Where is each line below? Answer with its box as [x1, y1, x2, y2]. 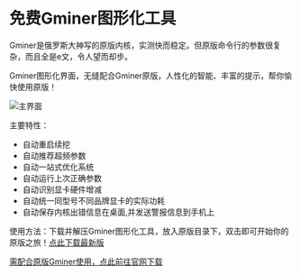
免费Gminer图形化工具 [9, 8, 177, 29]
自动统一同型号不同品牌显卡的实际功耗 [22, 195, 165, 206]
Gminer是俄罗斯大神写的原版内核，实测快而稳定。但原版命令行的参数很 [9, 40, 273, 50]
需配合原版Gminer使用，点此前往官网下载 [9, 256, 163, 267]
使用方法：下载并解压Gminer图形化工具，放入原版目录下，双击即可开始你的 [9, 225, 289, 236]
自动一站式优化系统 [22, 161, 95, 172]
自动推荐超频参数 [22, 150, 87, 160]
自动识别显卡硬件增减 [22, 184, 102, 195]
